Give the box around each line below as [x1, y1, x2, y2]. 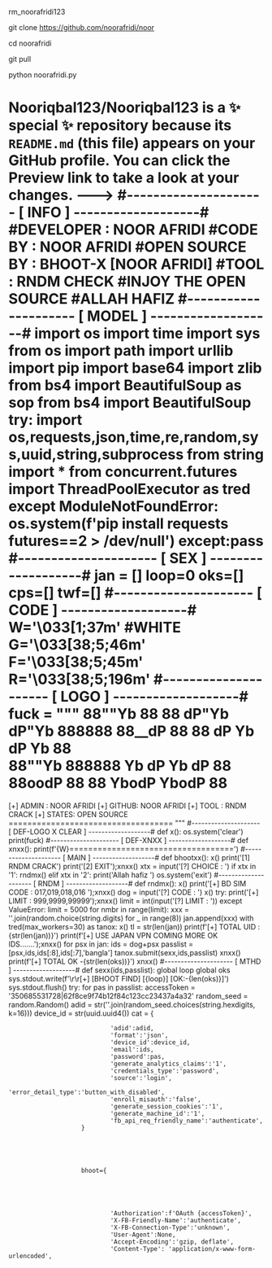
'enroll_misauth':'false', [110, 1095, 201, 1104]
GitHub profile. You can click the [8, 151, 231, 170]
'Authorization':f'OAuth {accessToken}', [110, 1209, 253, 1218]
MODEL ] [86, 307, 148, 326]
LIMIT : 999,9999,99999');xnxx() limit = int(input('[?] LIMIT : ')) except [8, 895, 243, 906]
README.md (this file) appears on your [8, 134, 256, 153]
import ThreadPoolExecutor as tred [8, 480, 251, 499]
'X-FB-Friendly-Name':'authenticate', [110, 1216, 242, 1224]
